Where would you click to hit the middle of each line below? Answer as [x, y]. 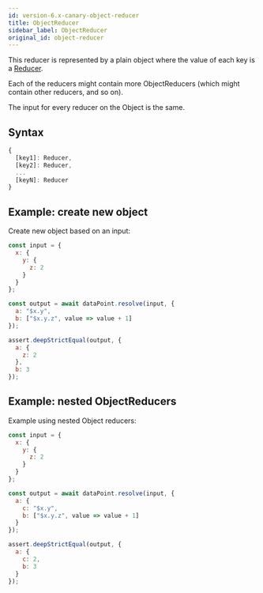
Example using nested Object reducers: [72, 421]
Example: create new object [78, 212]
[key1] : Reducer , [44, 158]
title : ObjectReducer [44, 23]
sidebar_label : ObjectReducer [58, 30]
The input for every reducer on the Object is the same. [97, 108]
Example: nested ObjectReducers [92, 401]
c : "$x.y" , [40, 508]
